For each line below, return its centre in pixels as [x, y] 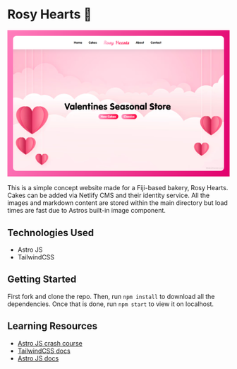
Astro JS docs [38, 358]
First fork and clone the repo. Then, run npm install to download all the [111, 296]
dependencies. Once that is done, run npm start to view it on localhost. [110, 304]
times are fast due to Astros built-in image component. [86, 211]
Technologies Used [50, 233]
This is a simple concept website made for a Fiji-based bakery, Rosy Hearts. [118, 188]
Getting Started [42, 280]
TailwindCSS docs [44, 351]
